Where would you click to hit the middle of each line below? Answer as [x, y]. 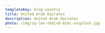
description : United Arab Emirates [42, 18]
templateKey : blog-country [33, 9]
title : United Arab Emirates [35, 14]
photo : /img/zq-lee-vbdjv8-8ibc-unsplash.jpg [52, 23]
